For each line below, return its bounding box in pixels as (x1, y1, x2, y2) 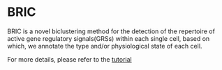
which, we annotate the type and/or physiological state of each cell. (7, 42, 202, 50)
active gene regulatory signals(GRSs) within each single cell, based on (7, 34, 210, 42)
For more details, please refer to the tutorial (7, 55, 132, 63)
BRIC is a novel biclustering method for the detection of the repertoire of (7, 27, 215, 35)
